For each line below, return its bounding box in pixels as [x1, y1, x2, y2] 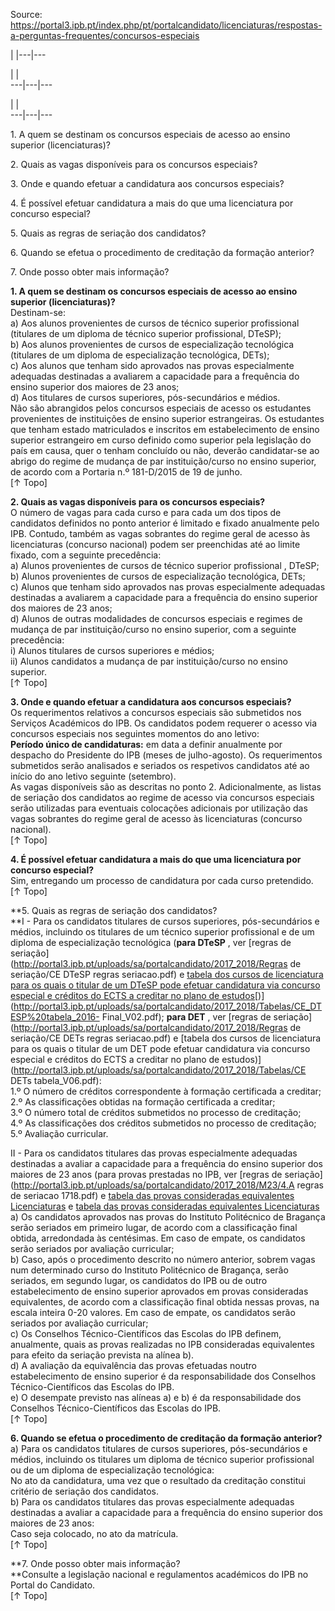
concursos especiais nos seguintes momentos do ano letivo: [10, 728, 260, 739]
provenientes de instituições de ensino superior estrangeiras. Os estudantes [10, 413, 325, 424]
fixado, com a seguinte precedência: [10, 549, 162, 561]
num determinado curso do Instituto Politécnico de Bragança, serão [10, 1264, 289, 1276]
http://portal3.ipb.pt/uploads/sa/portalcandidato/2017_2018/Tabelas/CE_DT [13, 1000, 323, 1012]
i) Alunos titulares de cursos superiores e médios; [10, 645, 215, 656]
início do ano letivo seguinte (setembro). [10, 770, 177, 782]
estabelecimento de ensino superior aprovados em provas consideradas [10, 1285, 309, 1297]
